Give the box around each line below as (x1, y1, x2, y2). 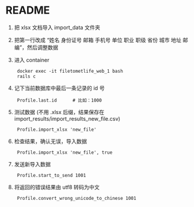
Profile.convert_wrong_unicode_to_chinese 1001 (17, 195, 137, 201)
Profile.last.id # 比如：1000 (17, 97, 102, 103)
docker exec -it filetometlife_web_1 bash (17, 68, 124, 74)
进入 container (14, 56, 50, 63)
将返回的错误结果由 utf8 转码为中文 (14, 183, 100, 190)
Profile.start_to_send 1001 (17, 172, 86, 178)
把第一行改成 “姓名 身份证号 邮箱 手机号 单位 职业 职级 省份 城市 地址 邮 (14, 36, 189, 43)
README (5, 4, 50, 17)
